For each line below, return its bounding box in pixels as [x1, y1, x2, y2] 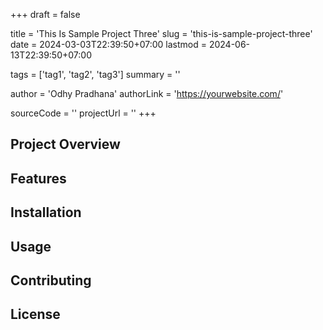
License [10, 306, 61, 323]
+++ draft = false [10, 9, 81, 20]
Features [10, 170, 67, 187]
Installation [10, 204, 82, 221]
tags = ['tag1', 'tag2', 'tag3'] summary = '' [10, 69, 181, 80]
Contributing [10, 272, 92, 289]
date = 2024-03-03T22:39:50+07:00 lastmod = [10, 39, 207, 50]
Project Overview [10, 136, 121, 153]
